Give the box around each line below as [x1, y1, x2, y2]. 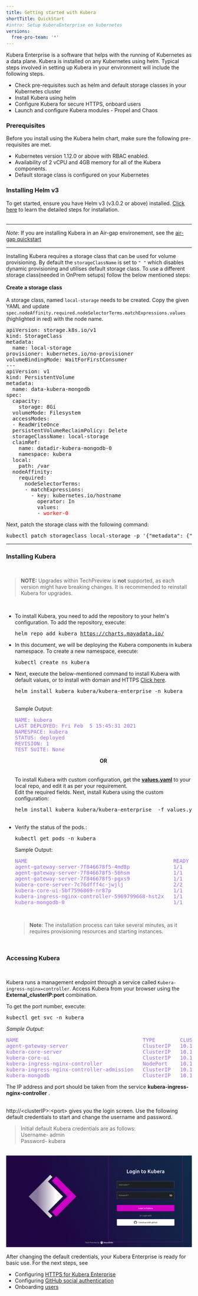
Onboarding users [14, 1283, 59, 1290]
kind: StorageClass [6, 333, 62, 339]
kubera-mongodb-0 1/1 [14, 899, 183, 906]
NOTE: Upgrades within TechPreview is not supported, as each [20, 577, 175, 584]
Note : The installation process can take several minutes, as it [29, 921, 178, 929]
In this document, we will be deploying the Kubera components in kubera [14, 642, 192, 649]
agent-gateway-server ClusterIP [6, 1043, 171, 1050]
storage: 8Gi [18, 403, 56, 410]
